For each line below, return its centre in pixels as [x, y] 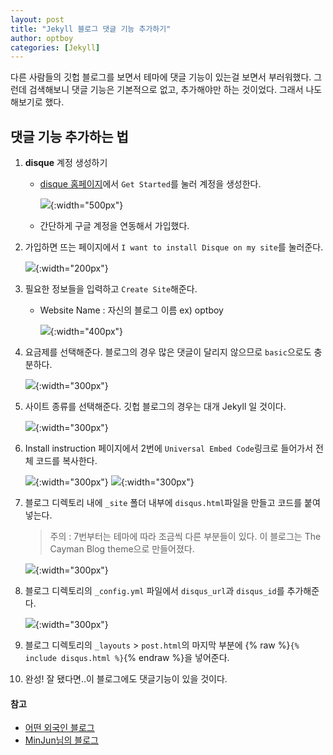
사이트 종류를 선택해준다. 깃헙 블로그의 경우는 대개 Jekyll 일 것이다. [155, 407]
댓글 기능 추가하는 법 [69, 136]
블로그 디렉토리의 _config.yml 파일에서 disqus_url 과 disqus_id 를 [154, 591]
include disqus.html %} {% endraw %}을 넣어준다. [127, 658]
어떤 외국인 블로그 [59, 728]
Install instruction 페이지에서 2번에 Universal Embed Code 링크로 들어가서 [169, 448]
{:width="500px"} [86, 205]
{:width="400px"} [86, 332]
